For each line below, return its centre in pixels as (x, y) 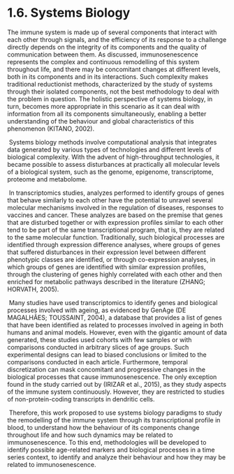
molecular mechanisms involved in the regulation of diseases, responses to (116, 207)
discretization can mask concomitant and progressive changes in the (107, 369)
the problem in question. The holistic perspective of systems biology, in (110, 98)
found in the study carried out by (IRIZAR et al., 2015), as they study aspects (117, 384)
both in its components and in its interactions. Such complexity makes (108, 76)
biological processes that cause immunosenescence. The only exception (112, 377)
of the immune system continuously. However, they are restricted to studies (116, 392)
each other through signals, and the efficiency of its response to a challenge (117, 39)
